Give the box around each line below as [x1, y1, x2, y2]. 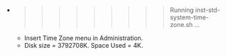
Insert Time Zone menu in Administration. [24, 34, 143, 42]
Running [169, 6, 194, 14]
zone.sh [169, 21, 194, 28]
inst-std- [194, 6, 221, 14]
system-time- [169, 13, 209, 21]
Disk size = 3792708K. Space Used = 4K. [24, 41, 143, 49]
